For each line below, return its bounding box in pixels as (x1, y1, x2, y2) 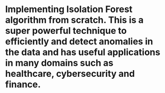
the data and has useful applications (5, 46, 160, 58)
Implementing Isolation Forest (5, 4, 133, 15)
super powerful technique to (5, 25, 127, 36)
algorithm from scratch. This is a (5, 14, 144, 26)
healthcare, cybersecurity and (5, 68, 135, 79)
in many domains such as (5, 57, 114, 69)
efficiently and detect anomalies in (5, 36, 153, 48)
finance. (5, 79, 41, 90)
